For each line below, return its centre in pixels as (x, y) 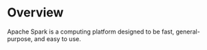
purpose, (20, 38)
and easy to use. (57, 38)
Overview (35, 13)
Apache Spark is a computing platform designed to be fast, (91, 32)
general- (188, 32)
